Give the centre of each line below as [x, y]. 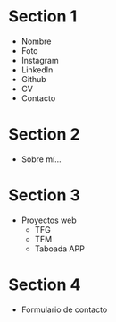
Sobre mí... [41, 159]
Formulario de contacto [64, 309]
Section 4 [45, 284]
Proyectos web [49, 220]
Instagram [40, 60]
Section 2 [45, 135]
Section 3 [45, 195]
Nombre [36, 41]
